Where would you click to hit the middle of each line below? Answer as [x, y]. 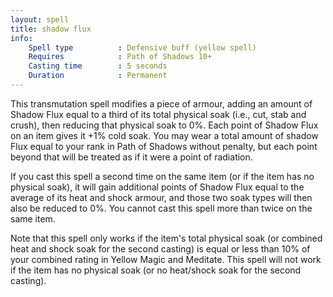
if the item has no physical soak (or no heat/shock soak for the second [156, 270]
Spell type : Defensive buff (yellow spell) [142, 47]
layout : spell [40, 19]
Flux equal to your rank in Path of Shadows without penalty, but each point [164, 146]
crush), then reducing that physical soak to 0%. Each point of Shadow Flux [164, 125]
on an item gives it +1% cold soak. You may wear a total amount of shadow [164, 135]
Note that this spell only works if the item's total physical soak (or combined [166, 238]
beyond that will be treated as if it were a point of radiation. [131, 157]
